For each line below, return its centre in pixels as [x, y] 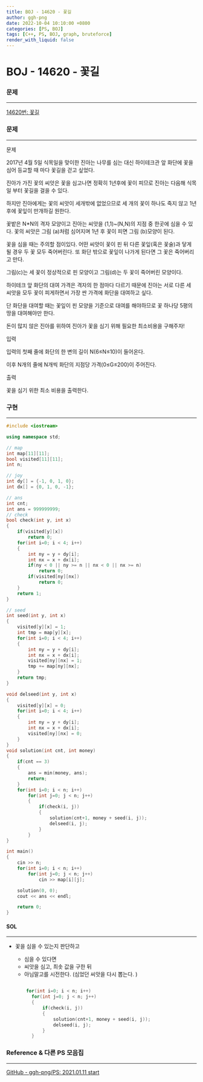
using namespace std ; [34, 437]
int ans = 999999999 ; [34, 509]
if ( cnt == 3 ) [34, 762]
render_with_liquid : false [40, 40]
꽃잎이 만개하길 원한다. [44, 211]
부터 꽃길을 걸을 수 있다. [41, 190]
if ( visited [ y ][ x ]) [40, 532]
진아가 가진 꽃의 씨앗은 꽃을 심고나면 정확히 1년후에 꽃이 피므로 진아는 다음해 [96, 183]
